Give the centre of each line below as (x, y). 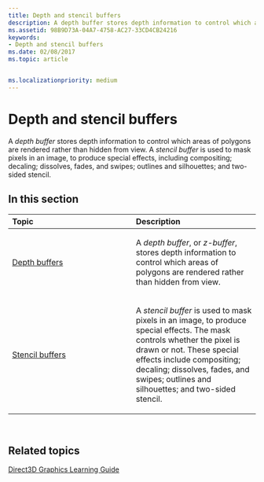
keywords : (24, 37)
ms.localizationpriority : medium (63, 80)
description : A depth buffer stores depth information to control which (130, 23)
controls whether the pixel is (188, 340)
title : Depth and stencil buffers (65, 15)
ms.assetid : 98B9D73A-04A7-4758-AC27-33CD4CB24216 (93, 30)
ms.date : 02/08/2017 (42, 52)
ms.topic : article (38, 60)
